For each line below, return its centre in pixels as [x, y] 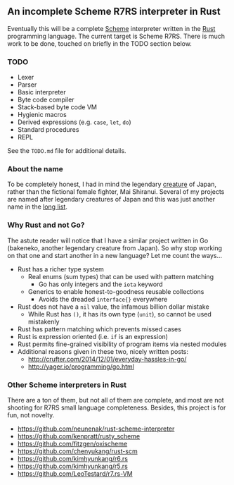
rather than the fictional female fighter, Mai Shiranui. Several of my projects [116, 192]
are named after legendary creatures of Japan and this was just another [111, 199]
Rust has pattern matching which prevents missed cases [99, 329]
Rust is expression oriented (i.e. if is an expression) [93, 336]
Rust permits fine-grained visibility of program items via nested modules [122, 344]
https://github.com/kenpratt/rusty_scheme [79, 436]
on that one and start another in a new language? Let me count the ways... [115, 255]
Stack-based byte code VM [57, 107]
